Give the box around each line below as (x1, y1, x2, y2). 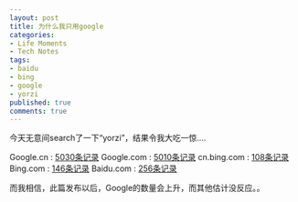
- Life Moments (9, 38, 68, 48)
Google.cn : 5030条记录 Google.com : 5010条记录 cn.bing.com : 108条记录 (9, 152, 290, 163)
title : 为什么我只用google (9, 22, 104, 31)
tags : (9, 56, 30, 65)
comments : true (9, 106, 68, 116)
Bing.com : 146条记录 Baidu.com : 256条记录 (9, 163, 177, 174)
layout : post (9, 13, 59, 23)
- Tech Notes (9, 47, 59, 56)
